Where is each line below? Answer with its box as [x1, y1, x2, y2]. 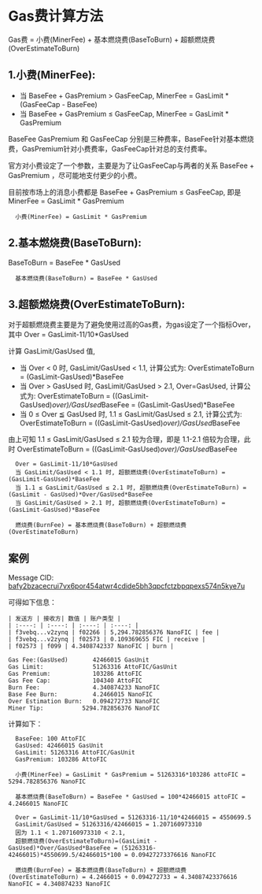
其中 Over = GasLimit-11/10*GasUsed [8, 330, 129, 339]
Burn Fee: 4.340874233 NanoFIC [8, 684, 160, 692]
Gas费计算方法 [8, 7, 104, 25]
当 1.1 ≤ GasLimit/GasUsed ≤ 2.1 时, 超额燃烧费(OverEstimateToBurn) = [15, 484, 247, 492]
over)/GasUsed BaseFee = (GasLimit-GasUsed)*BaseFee [52, 400, 235, 410]
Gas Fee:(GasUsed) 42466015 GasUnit [8, 656, 149, 664]
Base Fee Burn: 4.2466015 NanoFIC [8, 691, 153, 699]
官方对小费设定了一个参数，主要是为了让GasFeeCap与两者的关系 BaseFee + [8, 161, 255, 170]
